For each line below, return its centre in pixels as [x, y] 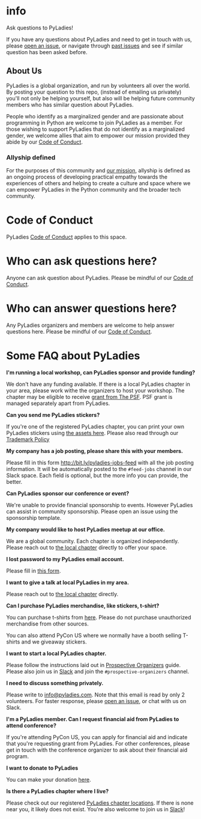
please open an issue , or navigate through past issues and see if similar [94, 46]
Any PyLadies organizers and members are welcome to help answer [90, 325]
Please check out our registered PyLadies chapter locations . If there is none [100, 803]
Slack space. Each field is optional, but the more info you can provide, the [97, 475]
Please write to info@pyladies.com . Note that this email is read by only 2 [95, 695]
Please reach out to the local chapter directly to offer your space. [87, 547]
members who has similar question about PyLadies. [70, 105]
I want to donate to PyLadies [42, 768]
